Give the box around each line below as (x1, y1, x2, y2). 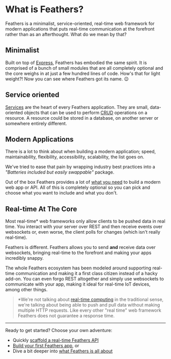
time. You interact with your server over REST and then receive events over (5, 224, 163, 230)
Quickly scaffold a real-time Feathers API (12, 337, 99, 343)
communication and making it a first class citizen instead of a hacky (15, 270, 158, 277)
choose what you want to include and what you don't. (5, 190, 118, 196)
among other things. (5, 287, 48, 293)
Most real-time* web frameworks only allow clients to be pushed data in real (5, 218, 165, 225)
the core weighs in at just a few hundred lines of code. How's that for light (5, 70, 160, 76)
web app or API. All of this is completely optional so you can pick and (5, 184, 150, 190)
